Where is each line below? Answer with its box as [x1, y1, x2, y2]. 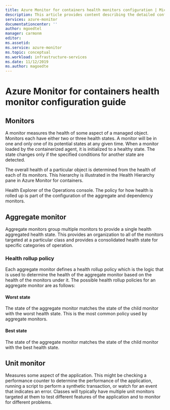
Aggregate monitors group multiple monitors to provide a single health [5, 226, 152, 232]
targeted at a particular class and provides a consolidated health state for [5, 236, 158, 243]
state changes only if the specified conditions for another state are [5, 151, 144, 157]
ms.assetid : [5, 40, 30, 46]
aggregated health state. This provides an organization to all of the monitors [5, 231, 163, 237]
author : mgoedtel [5, 26, 42, 31]
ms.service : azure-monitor [5, 45, 62, 50]
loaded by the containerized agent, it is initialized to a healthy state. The [5, 146, 155, 152]
